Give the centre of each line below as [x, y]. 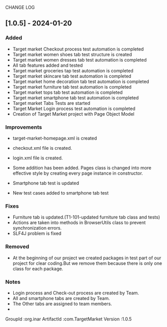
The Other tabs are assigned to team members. [62, 304]
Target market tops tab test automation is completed [68, 92]
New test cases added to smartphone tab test [61, 193]
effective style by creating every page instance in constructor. [78, 173]
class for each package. [38, 268]
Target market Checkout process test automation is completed [78, 49]
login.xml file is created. [38, 158]
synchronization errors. [37, 228]
